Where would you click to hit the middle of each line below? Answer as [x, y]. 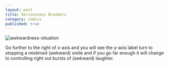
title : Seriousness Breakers [36, 14]
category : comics [23, 19]
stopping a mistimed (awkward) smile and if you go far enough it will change [84, 53]
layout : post [19, 10]
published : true [22, 24]
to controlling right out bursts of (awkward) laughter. [60, 58]
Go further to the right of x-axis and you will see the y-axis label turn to [79, 47]
